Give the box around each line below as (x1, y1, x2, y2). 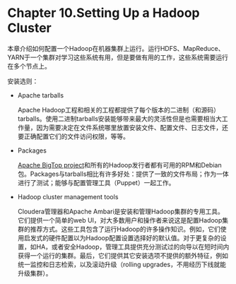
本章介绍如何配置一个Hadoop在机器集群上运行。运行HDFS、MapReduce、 (7, 44, 225, 52)
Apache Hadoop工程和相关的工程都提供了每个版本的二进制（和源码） (17, 105, 220, 114)
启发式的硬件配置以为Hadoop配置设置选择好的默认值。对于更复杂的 (23, 233, 220, 242)
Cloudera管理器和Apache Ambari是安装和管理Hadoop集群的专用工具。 (17, 207, 225, 215)
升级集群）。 (17, 268, 52, 277)
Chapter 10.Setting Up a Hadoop (7, 5, 200, 21)
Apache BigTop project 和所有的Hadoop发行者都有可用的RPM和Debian (17, 160, 222, 169)
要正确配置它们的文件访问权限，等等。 (17, 132, 129, 141)
